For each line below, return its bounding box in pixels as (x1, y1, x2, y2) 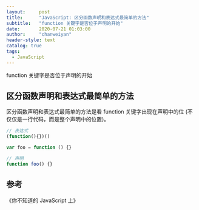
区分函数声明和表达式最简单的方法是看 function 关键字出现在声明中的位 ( (6, 108, 188, 115)
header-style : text (6, 37, 56, 43)
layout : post (6, 8, 50, 15)
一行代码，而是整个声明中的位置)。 (22, 116, 110, 123)
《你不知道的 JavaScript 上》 (6, 197, 79, 204)
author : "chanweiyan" (6, 32, 72, 38)
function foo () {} (6, 161, 53, 167)
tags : (6, 49, 20, 55)
